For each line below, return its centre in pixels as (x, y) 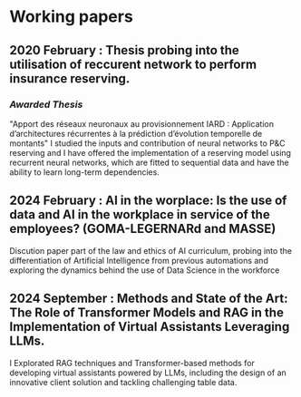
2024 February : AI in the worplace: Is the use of (148, 201)
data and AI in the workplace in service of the (140, 215)
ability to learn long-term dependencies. (85, 172)
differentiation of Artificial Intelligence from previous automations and (139, 260)
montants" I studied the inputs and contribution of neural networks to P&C (147, 143)
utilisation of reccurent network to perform (133, 64)
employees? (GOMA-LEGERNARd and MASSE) (143, 229)
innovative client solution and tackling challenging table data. (123, 382)
